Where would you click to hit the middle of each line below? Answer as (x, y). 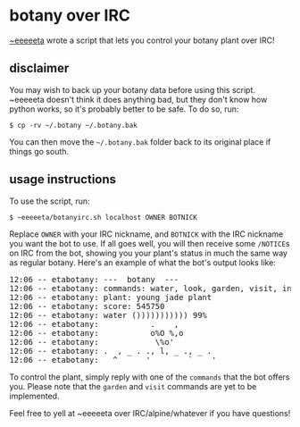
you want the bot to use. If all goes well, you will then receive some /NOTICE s (150, 243)
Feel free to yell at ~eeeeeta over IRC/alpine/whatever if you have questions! (150, 413)
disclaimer (39, 68)
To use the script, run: (50, 201)
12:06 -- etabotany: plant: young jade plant (111, 297)
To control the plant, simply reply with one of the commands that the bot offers (150, 377)
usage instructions (63, 180)
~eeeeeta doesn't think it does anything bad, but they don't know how (138, 99)
